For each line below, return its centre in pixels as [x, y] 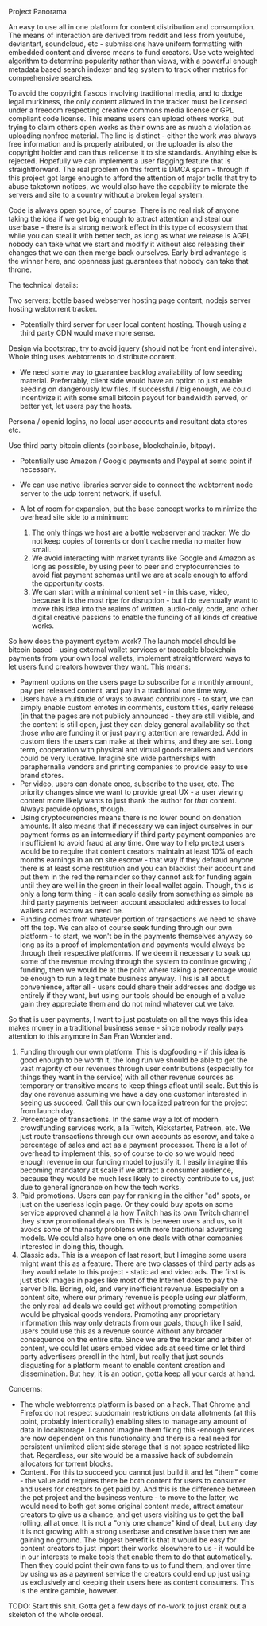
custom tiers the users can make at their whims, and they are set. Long [136, 741]
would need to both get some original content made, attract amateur [132, 1506]
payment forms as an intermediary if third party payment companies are [137, 835]
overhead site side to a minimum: [74, 517]
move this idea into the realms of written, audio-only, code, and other [145, 609]
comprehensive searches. [51, 78]
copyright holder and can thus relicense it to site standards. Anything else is [133, 152]
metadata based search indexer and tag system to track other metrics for [128, 69]
